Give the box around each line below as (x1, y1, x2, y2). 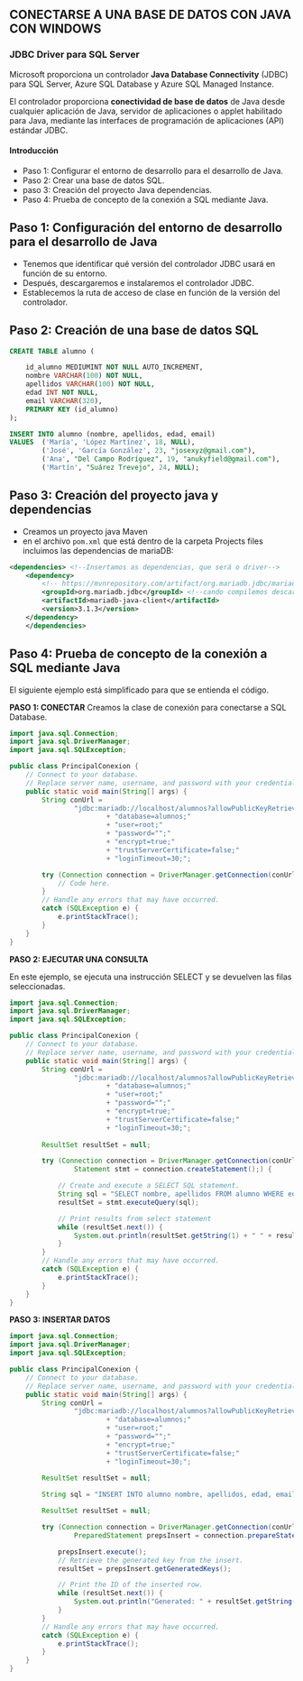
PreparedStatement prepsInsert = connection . (73, 1530, 248, 1540)
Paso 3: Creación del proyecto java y (9, 488, 219, 503)
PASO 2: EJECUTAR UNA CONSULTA (9, 953, 149, 964)
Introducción (9, 145, 59, 156)
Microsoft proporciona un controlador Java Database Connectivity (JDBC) (9, 69, 289, 79)
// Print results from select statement (57, 1214, 212, 1223)
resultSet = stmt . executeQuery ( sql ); (57, 1198, 200, 1207)
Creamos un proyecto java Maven (22, 526, 148, 537)
